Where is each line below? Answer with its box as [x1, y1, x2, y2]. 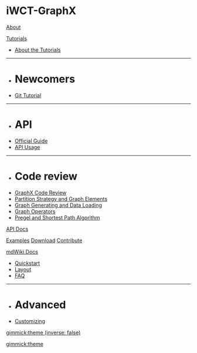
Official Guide [14, 137, 48, 144]
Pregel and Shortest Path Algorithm [14, 214, 100, 221]
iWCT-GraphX [6, 4, 77, 18]
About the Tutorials [14, 46, 61, 53]
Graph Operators [14, 207, 56, 215]
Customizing [14, 317, 46, 324]
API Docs [6, 225, 29, 233]
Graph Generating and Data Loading [14, 201, 103, 209]
